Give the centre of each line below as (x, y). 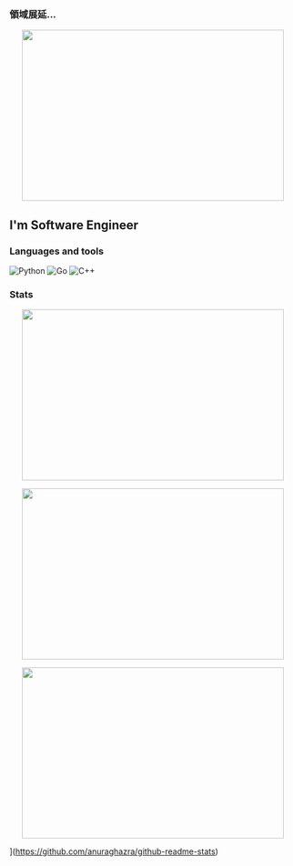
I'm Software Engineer (74, 225)
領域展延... (33, 14)
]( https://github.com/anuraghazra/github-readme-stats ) (114, 851)
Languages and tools (57, 251)
